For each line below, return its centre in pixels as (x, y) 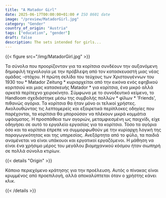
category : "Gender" (25, 24)
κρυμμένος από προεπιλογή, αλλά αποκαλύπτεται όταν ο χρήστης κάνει (81, 176)
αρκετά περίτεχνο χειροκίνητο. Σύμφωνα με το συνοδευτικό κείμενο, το (80, 92)
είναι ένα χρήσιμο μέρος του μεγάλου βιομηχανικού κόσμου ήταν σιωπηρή (83, 146)
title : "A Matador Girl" (31, 10)
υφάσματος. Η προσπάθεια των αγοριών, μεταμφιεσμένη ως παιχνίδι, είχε (83, 119)
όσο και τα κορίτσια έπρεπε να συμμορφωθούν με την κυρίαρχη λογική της (83, 130)
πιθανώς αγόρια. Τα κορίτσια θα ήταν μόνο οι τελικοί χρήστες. (71, 103)
